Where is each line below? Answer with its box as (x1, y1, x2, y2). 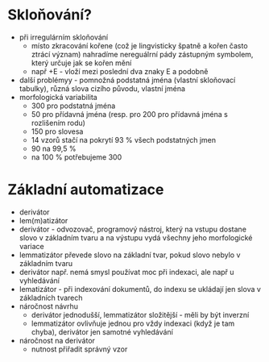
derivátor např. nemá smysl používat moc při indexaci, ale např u (19, 267, 234, 277)
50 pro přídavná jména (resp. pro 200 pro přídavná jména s (31, 109, 229, 119)
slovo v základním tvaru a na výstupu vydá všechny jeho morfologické (19, 232, 253, 243)
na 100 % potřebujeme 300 (31, 152, 122, 162)
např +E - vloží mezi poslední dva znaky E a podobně (31, 66, 209, 76)
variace (19, 241, 45, 251)
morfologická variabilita (19, 92, 97, 102)
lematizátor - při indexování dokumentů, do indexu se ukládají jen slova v (19, 284, 261, 293)
